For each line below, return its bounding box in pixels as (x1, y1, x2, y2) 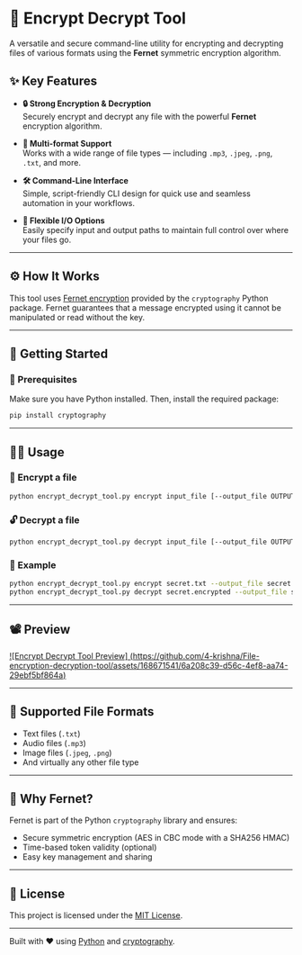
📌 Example (9, 558, 57, 571)
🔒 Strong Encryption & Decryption (22, 98, 152, 109)
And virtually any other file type (22, 756, 139, 768)
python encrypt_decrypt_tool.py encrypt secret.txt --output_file (9, 580, 263, 589)
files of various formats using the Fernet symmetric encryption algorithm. (9, 47, 281, 58)
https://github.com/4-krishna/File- (132, 650, 261, 661)
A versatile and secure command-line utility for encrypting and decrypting (9, 38, 284, 49)
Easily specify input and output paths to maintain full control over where (22, 224, 289, 235)
